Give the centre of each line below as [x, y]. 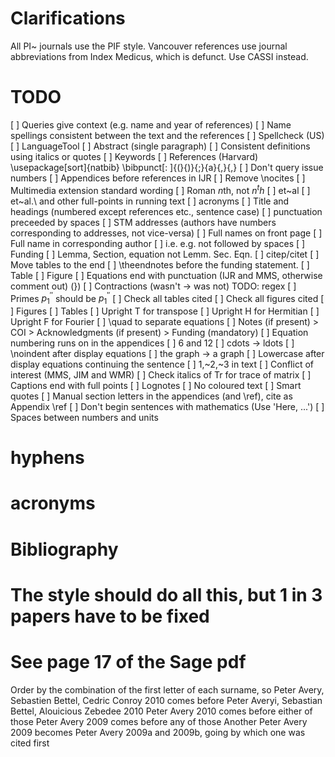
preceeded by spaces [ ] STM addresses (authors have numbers [143, 222]
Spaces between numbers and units [84, 417]
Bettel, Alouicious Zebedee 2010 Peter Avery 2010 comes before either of [161, 711]
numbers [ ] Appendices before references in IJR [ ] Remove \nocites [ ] [158, 178]
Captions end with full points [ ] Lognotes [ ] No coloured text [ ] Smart [156, 385]
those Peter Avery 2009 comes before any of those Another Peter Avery [159, 721]
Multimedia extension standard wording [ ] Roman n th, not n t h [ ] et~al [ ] [160, 189]
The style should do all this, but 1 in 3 [166, 594]
